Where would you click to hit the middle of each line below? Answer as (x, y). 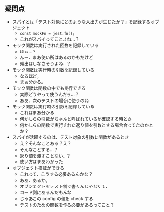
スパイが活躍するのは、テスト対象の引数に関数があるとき (70, 137)
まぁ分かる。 (33, 82)
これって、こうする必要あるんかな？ (56, 174)
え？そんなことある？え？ (46, 143)
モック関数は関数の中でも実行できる (49, 88)
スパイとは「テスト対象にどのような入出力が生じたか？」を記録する (81, 22)
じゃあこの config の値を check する (56, 198)
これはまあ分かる (37, 112)
